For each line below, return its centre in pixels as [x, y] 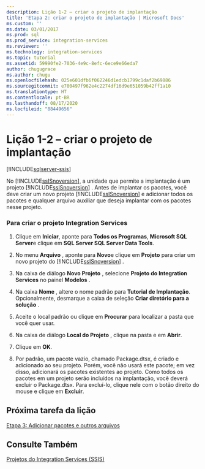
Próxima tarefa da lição [51, 410]
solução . [27, 305]
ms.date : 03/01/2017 [33, 29]
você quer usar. [35, 323]
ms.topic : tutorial [31, 58]
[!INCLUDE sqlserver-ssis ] [39, 169]
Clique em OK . [34, 346]
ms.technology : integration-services [54, 52]
